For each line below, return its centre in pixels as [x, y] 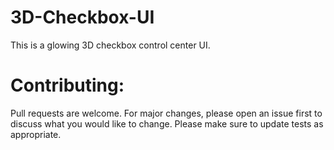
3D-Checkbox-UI [82, 17]
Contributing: [67, 85]
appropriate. [36, 134]
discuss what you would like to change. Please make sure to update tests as [167, 123]
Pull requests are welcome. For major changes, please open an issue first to [166, 113]
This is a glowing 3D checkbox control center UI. [110, 45]
